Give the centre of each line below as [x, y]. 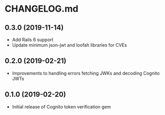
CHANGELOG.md [42, 9]
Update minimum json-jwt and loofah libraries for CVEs [69, 45]
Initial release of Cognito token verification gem [61, 106]
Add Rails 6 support [33, 40]
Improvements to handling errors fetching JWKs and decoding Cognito [86, 73]
